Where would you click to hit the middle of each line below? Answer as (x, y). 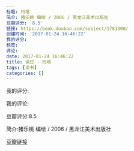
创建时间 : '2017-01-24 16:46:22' (46, 34)
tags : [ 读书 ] (22, 67)
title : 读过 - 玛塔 (29, 62)
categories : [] (25, 73)
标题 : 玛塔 (18, 12)
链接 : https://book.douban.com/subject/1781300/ (67, 28)
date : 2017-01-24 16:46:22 (40, 56)
